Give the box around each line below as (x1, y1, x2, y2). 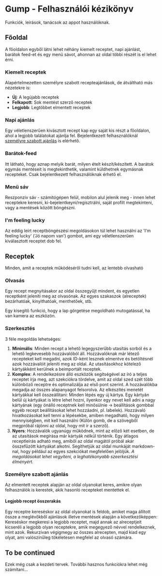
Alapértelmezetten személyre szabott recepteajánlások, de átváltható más (5, 80, 153, 86)
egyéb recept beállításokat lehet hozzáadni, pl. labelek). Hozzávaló (12, 407, 146, 413)
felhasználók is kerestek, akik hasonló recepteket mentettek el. (5, 487, 130, 493)
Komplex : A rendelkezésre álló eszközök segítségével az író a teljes (12, 371, 147, 377)
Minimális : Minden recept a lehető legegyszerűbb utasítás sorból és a (12, 345, 152, 351)
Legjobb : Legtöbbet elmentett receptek (12, 105, 91, 110)
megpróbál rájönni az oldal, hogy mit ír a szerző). (12, 422, 110, 428)
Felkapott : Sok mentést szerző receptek (12, 99, 93, 105)
